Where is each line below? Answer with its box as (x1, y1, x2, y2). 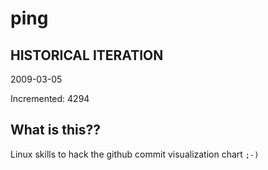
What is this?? (10, 122, 101, 139)
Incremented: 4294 (10, 93, 90, 104)
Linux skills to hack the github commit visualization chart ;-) (10, 148, 260, 160)
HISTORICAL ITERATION (10, 47, 164, 64)
